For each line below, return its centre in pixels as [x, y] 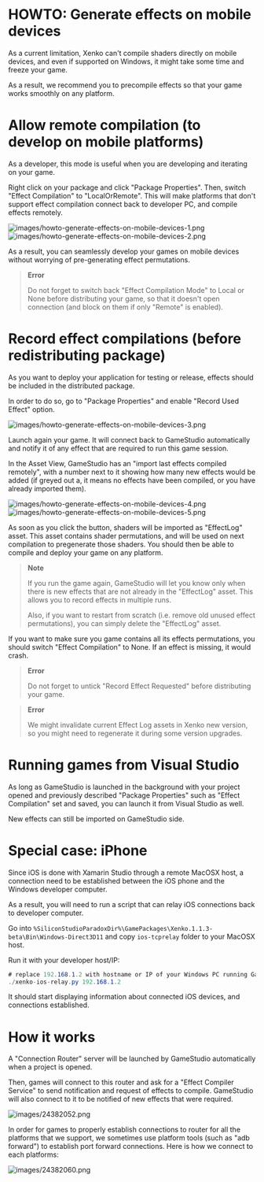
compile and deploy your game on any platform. [86, 552]
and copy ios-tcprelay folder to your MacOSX [180, 936]
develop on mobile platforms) [106, 142]
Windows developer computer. [58, 889]
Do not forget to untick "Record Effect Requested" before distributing [139, 686]
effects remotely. [35, 212]
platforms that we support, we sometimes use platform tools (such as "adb [129, 1138]
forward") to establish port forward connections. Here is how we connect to [131, 1147]
